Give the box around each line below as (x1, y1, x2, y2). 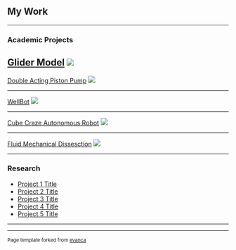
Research (7, 163, 41, 173)
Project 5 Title (17, 209, 58, 218)
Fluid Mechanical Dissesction (7, 139, 93, 148)
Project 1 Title (17, 180, 58, 188)
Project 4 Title (17, 202, 58, 211)
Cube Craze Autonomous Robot (7, 118, 100, 127)
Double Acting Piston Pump (7, 76, 87, 85)
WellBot (7, 97, 30, 106)
